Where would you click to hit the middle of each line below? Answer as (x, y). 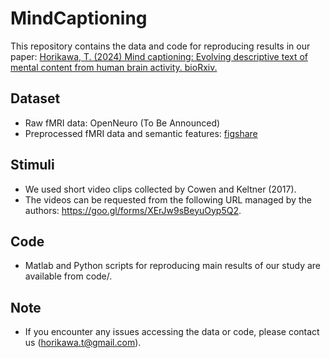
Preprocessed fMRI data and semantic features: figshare (141, 133)
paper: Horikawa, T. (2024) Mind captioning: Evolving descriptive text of (159, 56)
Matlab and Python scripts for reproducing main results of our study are (173, 266)
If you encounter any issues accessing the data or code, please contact (172, 332)
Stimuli (32, 165)
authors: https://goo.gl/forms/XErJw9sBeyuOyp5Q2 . (133, 210)
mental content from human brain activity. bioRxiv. (114, 67)
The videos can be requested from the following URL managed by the (168, 199)
